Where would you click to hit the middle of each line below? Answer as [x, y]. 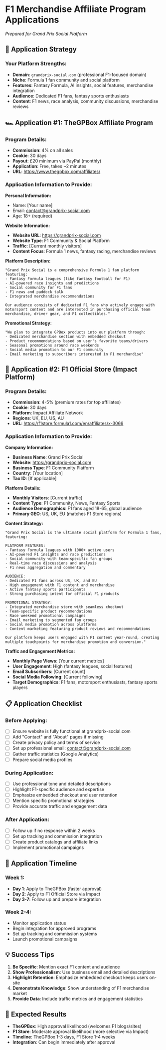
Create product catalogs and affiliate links [55, 841]
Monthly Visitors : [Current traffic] [47, 497]
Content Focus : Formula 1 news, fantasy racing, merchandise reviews [84, 251]
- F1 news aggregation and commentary [45, 567]
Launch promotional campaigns [45, 939]
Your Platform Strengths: [36, 63]
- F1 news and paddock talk [34, 292]
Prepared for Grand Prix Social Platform [46, 33]
